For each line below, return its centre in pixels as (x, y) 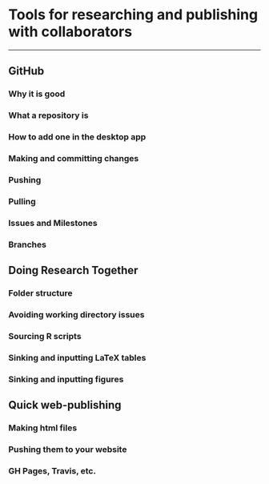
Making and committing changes (74, 159)
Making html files (43, 428)
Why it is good (37, 94)
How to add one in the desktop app (77, 137)
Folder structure (40, 293)
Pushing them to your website (68, 449)
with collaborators (70, 32)
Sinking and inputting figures (66, 379)
